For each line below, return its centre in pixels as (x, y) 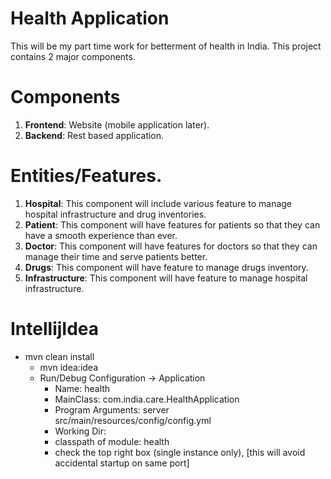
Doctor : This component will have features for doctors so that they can (171, 246)
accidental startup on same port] (122, 463)
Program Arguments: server (112, 409)
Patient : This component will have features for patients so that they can (172, 224)
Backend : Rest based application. (94, 135)
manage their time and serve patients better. (116, 256)
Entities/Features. (86, 176)
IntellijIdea (55, 329)
